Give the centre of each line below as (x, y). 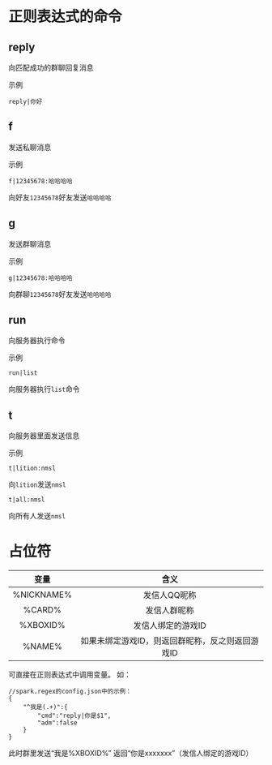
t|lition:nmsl (32, 468)
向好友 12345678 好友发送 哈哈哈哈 (60, 197)
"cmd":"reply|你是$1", (74, 716)
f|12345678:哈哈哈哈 (40, 181)
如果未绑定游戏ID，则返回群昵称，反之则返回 (166, 641)
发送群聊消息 (30, 243)
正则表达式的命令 (66, 17)
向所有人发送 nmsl (37, 516)
